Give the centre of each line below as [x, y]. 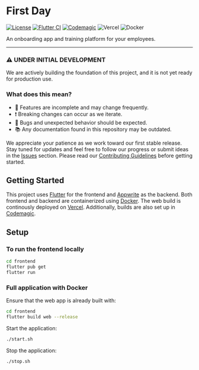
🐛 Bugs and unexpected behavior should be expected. [81, 122]
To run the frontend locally [45, 249]
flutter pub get [26, 267]
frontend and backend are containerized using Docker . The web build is [94, 201]
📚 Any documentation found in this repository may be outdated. [93, 129]
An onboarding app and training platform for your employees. [81, 39]
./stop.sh [18, 361]
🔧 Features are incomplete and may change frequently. [82, 107]
